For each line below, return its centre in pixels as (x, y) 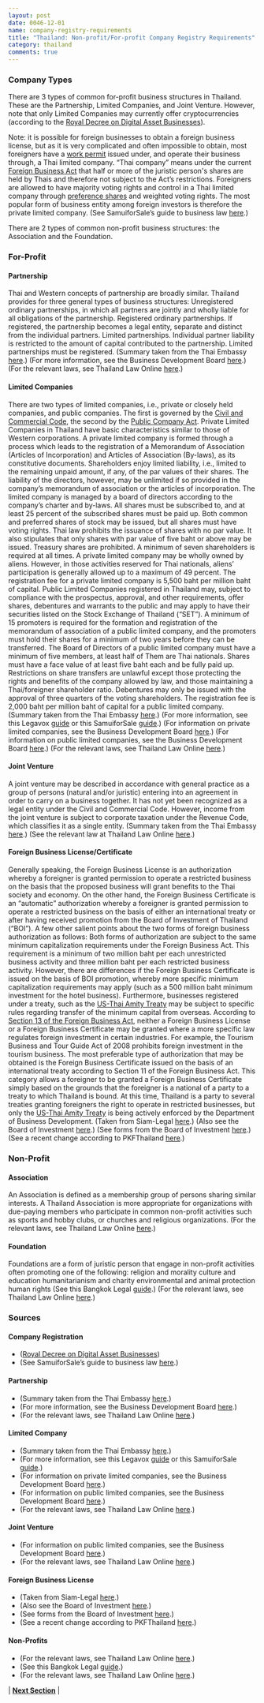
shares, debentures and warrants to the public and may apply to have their (129, 605)
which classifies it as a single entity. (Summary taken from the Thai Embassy (132, 825)
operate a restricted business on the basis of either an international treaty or (132, 911)
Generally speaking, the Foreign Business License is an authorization (120, 870)
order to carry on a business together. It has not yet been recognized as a (128, 800)
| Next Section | (34, 1690)
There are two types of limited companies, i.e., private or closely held (121, 404)
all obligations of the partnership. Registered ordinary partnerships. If (120, 318)
